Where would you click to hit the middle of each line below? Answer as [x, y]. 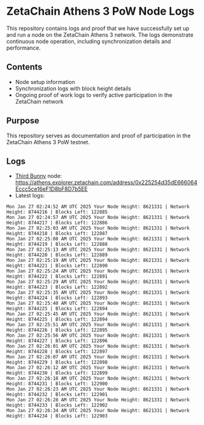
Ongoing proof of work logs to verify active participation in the [94, 95]
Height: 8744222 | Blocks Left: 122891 [57, 277]
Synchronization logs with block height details [73, 88]
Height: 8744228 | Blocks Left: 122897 [57, 352]
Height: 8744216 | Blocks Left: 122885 [57, 212]
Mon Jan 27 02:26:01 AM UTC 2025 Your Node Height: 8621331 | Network [98, 347]
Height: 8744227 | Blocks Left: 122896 [57, 341]
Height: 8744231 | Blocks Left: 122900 [57, 384]
